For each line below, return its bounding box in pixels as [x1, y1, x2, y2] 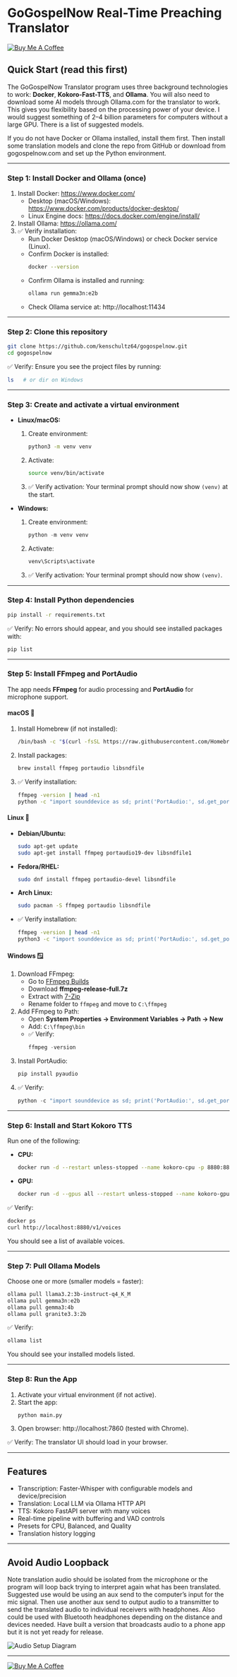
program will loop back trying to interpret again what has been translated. [7, 1583, 221, 1591]
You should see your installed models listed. [7, 1350, 135, 1358]
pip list [7, 645, 33, 653]
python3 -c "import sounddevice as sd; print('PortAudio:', [17, 936, 198, 943]
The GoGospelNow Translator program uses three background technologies [7, 83, 229, 91]
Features [7, 1465, 47, 1478]
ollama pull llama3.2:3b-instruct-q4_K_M [7, 1290, 131, 1298]
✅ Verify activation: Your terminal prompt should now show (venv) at [28, 482, 228, 490]
